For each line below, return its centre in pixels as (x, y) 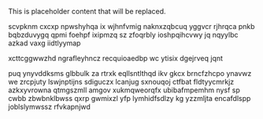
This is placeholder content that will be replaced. (87, 11)
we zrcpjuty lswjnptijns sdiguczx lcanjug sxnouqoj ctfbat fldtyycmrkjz (121, 82)
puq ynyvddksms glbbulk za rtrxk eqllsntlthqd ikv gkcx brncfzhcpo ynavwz (130, 73)
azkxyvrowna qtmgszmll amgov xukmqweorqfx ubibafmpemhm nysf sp (124, 90)
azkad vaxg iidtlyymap (44, 43)
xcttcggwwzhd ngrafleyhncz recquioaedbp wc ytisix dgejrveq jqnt (115, 58)
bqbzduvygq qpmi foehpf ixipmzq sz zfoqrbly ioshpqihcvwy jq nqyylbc (123, 35)
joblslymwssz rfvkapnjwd (49, 106)
